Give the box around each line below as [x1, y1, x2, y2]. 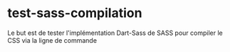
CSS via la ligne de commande [7, 36, 98, 44]
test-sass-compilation [7, 5, 142, 21]
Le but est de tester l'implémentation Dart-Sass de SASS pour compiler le [7, 28, 223, 37]
